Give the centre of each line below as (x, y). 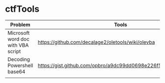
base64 (16, 71)
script (14, 51)
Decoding (19, 59)
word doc (18, 39)
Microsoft (19, 33)
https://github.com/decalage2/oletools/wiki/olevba (96, 42)
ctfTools (22, 9)
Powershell (20, 65)
